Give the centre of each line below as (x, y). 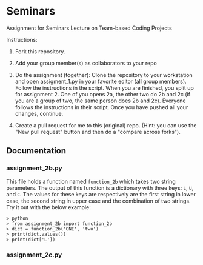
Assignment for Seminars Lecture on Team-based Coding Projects (89, 28)
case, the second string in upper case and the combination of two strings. (98, 201)
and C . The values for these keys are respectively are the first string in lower (101, 194)
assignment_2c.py (34, 255)
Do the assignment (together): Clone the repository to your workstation (104, 75)
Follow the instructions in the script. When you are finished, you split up (104, 88)
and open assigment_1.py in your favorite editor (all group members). (101, 81)
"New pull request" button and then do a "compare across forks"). (98, 132)
